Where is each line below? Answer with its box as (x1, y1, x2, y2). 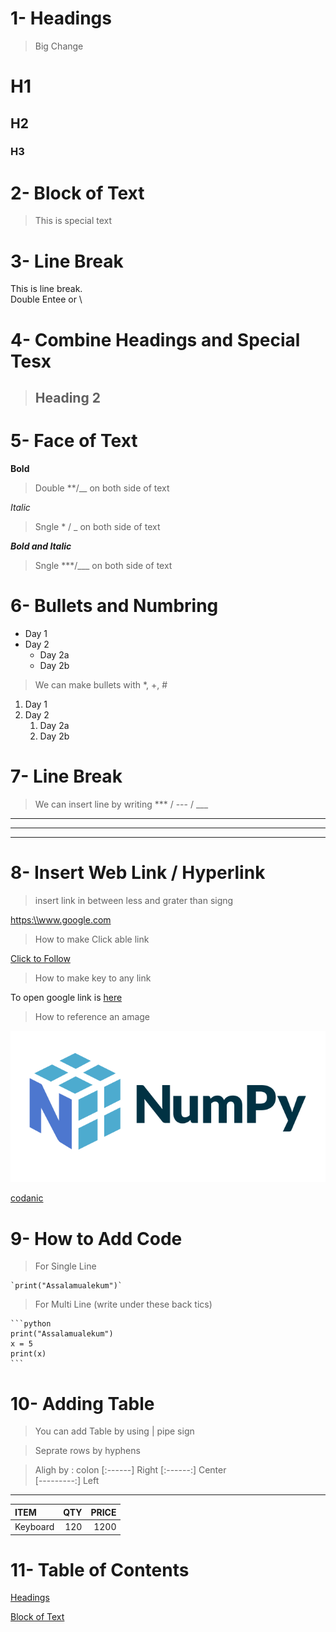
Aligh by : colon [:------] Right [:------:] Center (34, 1464, 227, 1476)
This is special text (34, 215, 113, 227)
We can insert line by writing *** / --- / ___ (34, 798, 209, 810)
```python (10, 1319, 52, 1329)
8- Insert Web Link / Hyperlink (10, 861, 266, 884)
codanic (10, 1192, 44, 1204)
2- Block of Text (10, 182, 145, 204)
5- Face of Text (10, 430, 138, 452)
